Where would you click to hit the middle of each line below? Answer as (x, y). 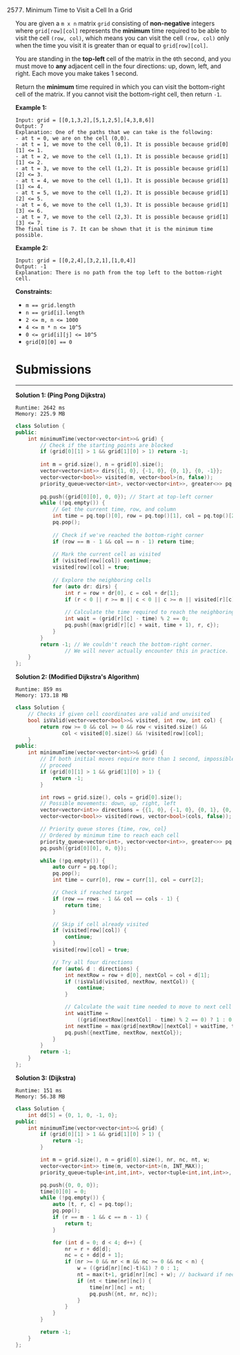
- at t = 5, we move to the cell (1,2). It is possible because (110, 193)
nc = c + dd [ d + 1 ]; (94, 1255)
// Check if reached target (93, 893)
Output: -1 (31, 267)
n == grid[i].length (55, 313)
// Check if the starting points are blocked (107, 445)
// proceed (56, 766)
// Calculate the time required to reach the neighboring (150, 612)
